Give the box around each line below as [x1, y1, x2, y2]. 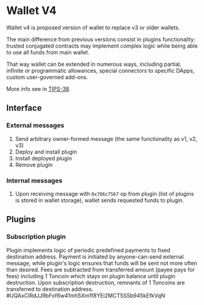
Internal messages [6, 176, 63, 185]
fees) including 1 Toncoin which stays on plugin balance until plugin [6, 272, 175, 279]
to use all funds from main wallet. [6, 48, 90, 56]
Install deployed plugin [15, 154, 72, 162]
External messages [6, 121, 65, 130]
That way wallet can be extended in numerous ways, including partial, [6, 60, 181, 68]
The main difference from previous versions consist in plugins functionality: [6, 35, 196, 43]
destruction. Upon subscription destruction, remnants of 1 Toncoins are [6, 279, 185, 286]
